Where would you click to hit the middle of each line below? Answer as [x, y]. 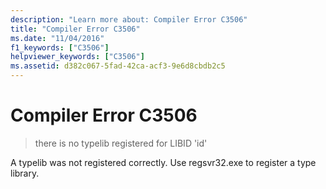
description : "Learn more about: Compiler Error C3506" [129, 19]
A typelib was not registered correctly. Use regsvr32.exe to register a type [163, 162]
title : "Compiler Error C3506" [75, 29]
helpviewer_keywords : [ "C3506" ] [77, 57]
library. [25, 173]
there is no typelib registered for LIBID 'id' [121, 143]
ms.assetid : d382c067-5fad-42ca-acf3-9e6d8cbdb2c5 [118, 66]
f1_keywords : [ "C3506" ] [60, 47]
